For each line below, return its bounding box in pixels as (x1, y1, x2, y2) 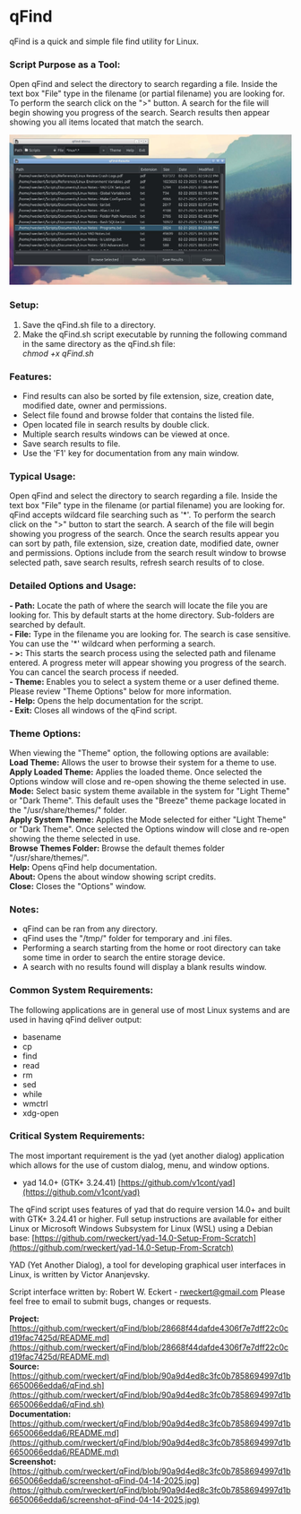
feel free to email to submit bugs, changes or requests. (9, 1295, 212, 1306)
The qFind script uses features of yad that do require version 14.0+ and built (9, 1204, 291, 1215)
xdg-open (21, 1107, 60, 1118)
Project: (9, 1313, 40, 1324)
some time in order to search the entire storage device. (21, 952, 226, 963)
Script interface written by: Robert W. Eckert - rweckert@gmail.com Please (9, 1286, 286, 1297)
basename (21, 1031, 62, 1042)
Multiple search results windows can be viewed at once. (21, 428, 230, 440)
